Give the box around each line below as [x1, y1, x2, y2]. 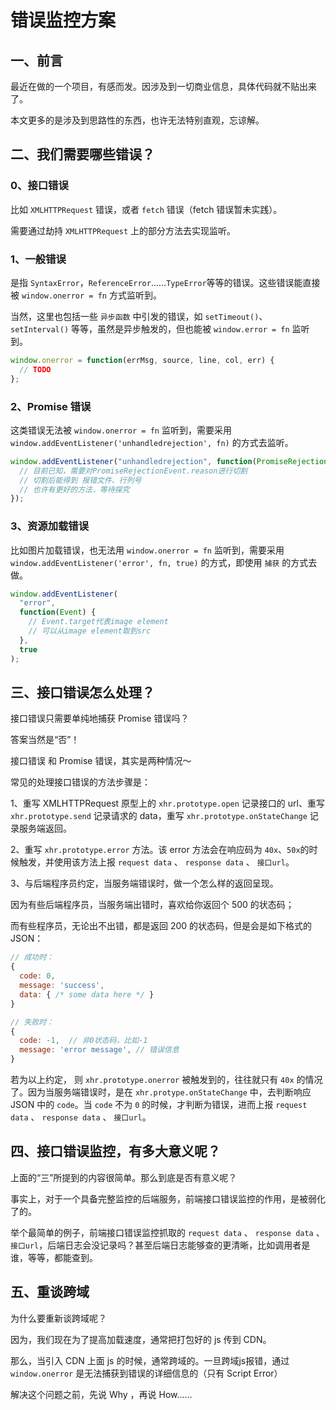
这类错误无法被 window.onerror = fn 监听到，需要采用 [10, 424, 232, 436]
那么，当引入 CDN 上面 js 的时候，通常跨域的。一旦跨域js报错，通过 [10, 1354, 290, 1366]
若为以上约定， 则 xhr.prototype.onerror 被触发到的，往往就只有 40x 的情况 [10, 1074, 323, 1086]
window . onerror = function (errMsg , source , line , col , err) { [10, 355, 275, 365]
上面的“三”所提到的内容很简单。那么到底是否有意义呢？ [10, 1171, 238, 1183]
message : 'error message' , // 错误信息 [19, 1045, 180, 1055]
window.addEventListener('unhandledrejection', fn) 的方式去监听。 [10, 436, 294, 448]
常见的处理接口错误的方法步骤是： [10, 776, 151, 788]
